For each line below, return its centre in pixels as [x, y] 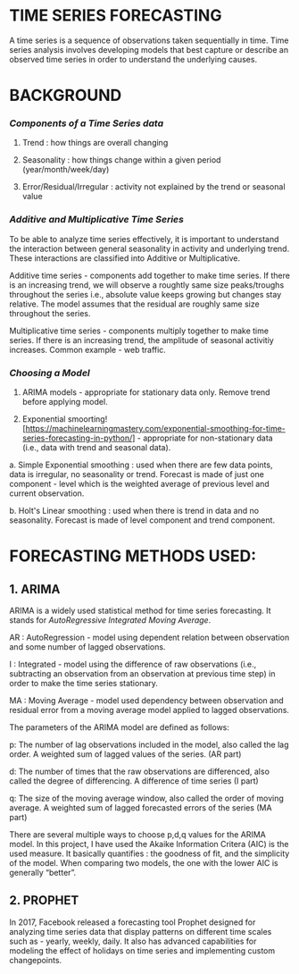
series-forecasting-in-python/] [79, 438]
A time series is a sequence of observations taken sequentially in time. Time [149, 40]
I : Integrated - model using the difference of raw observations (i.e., [133, 664]
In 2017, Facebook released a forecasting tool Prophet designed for [133, 922]
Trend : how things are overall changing [95, 143]
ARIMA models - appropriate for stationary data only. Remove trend [146, 392]
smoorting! [87, 419]
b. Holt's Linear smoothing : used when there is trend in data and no [134, 511]
